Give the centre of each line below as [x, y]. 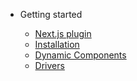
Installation [57, 44]
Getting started [51, 14]
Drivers [49, 65]
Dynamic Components [80, 55]
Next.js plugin [63, 33]
